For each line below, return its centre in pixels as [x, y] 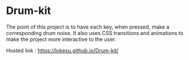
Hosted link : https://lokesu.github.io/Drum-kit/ [63, 50]
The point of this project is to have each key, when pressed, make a [88, 27]
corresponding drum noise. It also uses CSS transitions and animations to [95, 33]
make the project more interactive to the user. [61, 39]
